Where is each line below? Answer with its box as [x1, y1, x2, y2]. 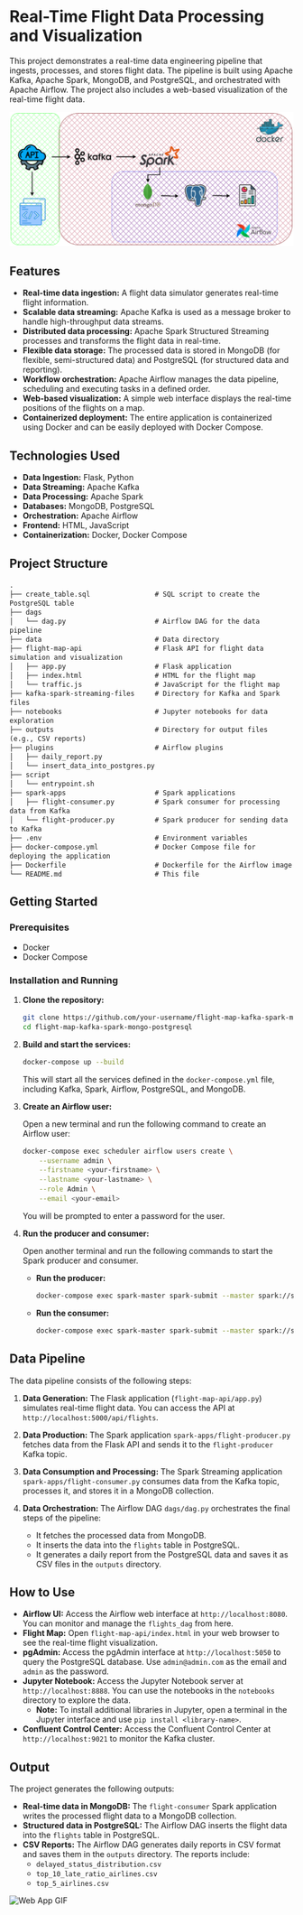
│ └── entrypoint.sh [9, 779, 95, 789]
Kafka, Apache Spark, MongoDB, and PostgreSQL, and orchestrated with [9, 74, 281, 85]
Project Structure [9, 555, 108, 571]
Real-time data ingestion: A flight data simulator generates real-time [22, 287, 280, 299]
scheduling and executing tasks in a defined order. [22, 384, 211, 395]
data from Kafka [9, 806, 70, 816]
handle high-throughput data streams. [22, 316, 164, 327]
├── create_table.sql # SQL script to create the [9, 590, 260, 600]
